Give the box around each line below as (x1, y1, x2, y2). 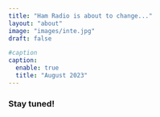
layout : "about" (8, 19, 63, 27)
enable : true (15, 64, 59, 73)
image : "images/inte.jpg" (8, 27, 95, 35)
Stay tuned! (8, 98, 55, 109)
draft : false (8, 34, 52, 43)
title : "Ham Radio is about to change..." (8, 11, 153, 20)
